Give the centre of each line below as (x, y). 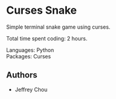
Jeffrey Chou (31, 89)
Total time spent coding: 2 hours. (47, 38)
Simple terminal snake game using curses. (58, 27)
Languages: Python (30, 50)
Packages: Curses (29, 56)
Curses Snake (42, 10)
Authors (22, 75)
